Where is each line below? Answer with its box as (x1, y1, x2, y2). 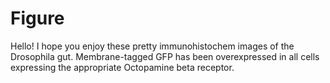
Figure (10, 7, 65, 30)
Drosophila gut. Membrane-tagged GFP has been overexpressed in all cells (10, 50, 320, 62)
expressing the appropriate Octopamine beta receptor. (10, 61, 235, 73)
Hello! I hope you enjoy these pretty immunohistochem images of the (10, 40, 295, 52)
